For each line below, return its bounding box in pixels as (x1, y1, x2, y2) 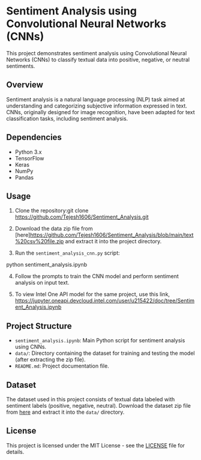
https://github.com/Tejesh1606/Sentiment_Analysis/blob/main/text (29, 231, 194, 238)
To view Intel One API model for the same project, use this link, (14, 291, 170, 298)
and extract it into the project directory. (65, 238, 162, 245)
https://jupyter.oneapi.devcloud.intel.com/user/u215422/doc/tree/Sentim (14, 297, 195, 304)
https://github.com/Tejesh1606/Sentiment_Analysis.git (14, 213, 149, 220)
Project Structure (6, 321, 72, 331)
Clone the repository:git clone (14, 207, 89, 214)
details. (6, 448, 25, 455)
